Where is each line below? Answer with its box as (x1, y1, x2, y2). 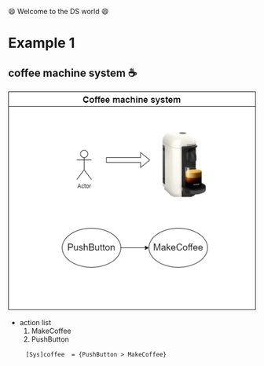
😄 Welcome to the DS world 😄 (8, 7, 109, 16)
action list (19, 318, 51, 328)
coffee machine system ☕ (8, 66, 137, 79)
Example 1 (8, 35, 75, 52)
